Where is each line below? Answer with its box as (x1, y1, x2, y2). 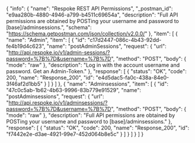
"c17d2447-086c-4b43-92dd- (87, 37, 162, 43)
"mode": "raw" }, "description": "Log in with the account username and (6, 61, 180, 69)
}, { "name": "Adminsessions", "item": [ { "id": (58, 80, 169, 87)
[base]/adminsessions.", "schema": (6, 24, 92, 31)
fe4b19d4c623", (6, 43, 46, 50)
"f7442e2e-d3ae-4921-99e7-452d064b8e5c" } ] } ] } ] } (6, 131, 144, 138)
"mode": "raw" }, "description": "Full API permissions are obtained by (6, 112, 175, 119)
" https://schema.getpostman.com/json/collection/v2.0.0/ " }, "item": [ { (6, 30, 178, 37)
